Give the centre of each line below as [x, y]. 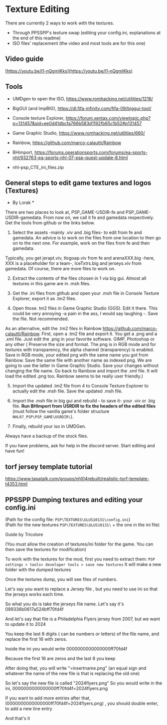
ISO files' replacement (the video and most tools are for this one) [79, 43]
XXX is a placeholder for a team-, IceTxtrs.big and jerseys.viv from [74, 263]
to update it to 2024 [26, 624]
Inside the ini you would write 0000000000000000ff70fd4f [66, 649]
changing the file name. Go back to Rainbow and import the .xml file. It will [82, 371]
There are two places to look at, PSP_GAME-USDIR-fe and [65, 212]
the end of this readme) [36, 38]
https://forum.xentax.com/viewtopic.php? [108, 118]
